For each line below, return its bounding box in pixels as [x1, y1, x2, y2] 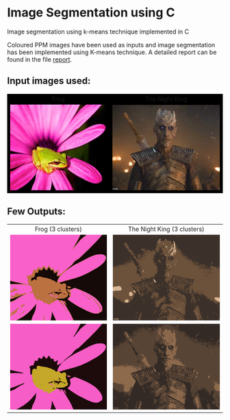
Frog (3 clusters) [34, 225, 82, 233]
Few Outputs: [7, 206, 66, 217]
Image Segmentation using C [7, 5, 175, 21]
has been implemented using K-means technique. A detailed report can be [7, 48, 217, 56]
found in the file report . [7, 55, 73, 63]
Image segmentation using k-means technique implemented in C [7, 27, 190, 36]
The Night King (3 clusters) [127, 225, 205, 233]
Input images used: [7, 75, 91, 87]
